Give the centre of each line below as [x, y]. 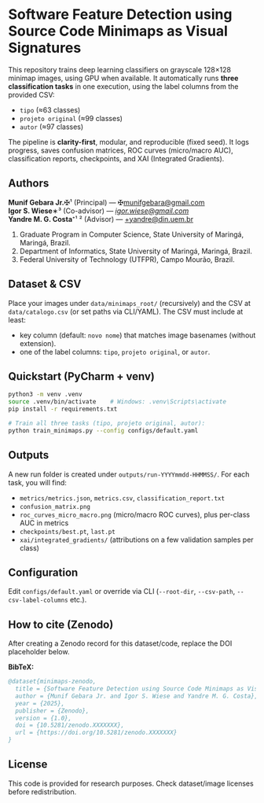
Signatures [45, 48]
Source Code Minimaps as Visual [118, 31]
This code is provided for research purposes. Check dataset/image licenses [131, 783]
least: [17, 319]
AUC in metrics [44, 523]
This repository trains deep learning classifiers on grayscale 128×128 [120, 69]
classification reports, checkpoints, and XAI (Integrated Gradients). [116, 158]
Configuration [43, 572]
